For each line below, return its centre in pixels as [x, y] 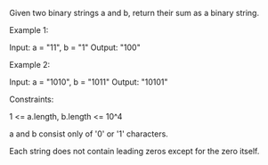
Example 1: [29, 30]
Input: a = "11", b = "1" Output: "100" [75, 47]
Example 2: [30, 65]
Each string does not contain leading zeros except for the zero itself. [134, 151]
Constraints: [32, 99]
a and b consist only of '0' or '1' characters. [89, 134]
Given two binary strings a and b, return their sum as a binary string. [134, 13]
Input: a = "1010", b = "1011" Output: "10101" [89, 82]
